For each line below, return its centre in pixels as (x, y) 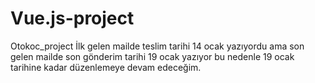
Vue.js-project (72, 18)
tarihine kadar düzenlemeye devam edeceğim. (106, 67)
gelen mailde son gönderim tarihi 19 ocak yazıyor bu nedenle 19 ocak (152, 56)
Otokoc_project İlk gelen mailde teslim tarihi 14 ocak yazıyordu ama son (157, 46)
